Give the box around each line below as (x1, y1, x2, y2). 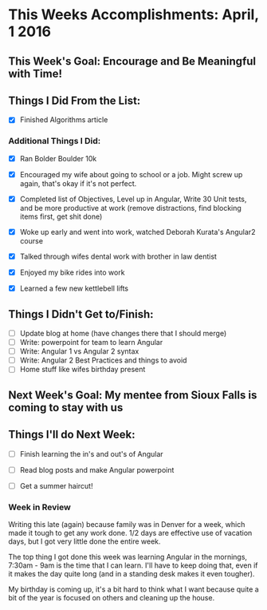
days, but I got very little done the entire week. (8, 537, 161, 546)
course (19, 236, 44, 245)
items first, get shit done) (19, 212, 103, 221)
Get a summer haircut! (19, 481, 93, 490)
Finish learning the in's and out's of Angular (19, 449, 163, 458)
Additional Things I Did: (8, 136, 101, 147)
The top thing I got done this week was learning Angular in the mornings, (8, 553, 248, 561)
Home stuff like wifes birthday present (19, 365, 146, 374)
